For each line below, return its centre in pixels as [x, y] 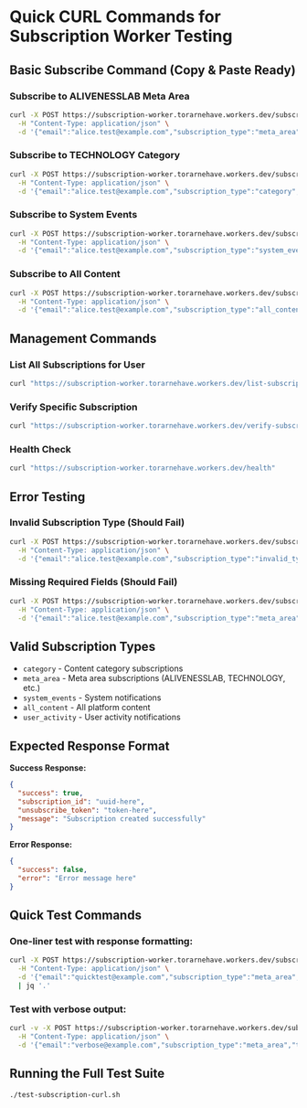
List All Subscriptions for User [78, 365]
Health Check [40, 449]
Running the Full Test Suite [87, 1074]
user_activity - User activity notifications [101, 717]
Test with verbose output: [68, 1009]
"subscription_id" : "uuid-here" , [81, 802]
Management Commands [83, 339]
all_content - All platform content [86, 708]
